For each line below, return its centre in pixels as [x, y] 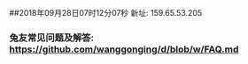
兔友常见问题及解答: [52, 38]
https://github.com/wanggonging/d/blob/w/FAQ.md [124, 49]
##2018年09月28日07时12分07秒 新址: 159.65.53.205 [106, 13]
